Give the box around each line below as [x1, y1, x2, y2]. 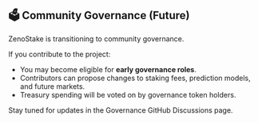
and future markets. [19, 81, 85, 91]
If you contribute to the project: [8, 49, 111, 59]
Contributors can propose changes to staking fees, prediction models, [19, 73, 252, 83]
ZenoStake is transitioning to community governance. [8, 33, 185, 44]
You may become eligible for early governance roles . [19, 64, 197, 74]
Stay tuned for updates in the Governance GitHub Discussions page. [8, 105, 233, 115]
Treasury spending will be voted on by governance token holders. [19, 90, 236, 99]
